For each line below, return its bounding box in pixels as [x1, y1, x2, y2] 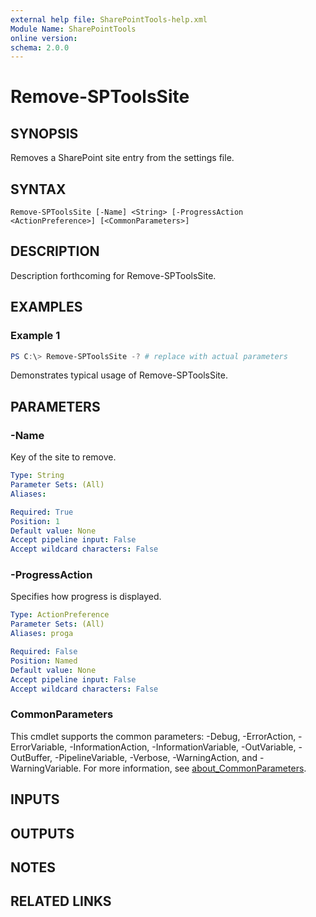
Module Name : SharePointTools [10, 24, 137, 34]
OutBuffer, [10, 751, 53, 763]
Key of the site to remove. [10, 451, 117, 463]
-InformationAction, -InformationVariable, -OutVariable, [69, 741, 297, 753]
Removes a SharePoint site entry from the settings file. [10, 152, 235, 164]
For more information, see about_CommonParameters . [83, 762, 307, 774]
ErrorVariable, [10, 741, 68, 753]
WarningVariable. [10, 762, 82, 774]
